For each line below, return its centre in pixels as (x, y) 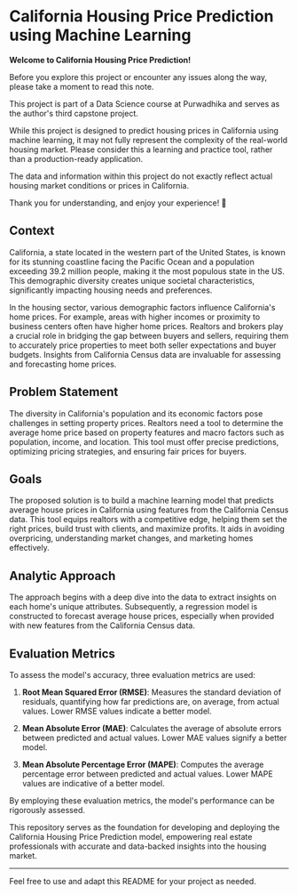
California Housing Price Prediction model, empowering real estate (131, 837)
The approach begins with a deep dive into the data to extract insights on (143, 597)
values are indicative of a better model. (94, 783)
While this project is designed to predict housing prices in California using (144, 130)
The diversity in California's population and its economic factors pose (136, 413)
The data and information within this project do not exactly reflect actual (141, 176)
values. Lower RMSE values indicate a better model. (117, 711)
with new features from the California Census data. (102, 625)
